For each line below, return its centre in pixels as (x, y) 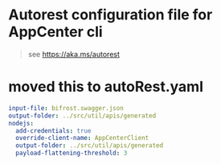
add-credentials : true (53, 130)
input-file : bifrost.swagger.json (66, 108)
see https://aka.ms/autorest (74, 54)
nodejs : (21, 123)
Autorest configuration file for (110, 15)
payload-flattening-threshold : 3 (72, 153)
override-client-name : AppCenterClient (82, 138)
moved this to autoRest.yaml (106, 87)
